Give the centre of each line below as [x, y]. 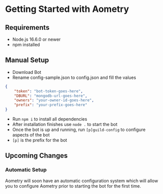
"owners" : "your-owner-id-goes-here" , [54, 100]
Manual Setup [27, 60]
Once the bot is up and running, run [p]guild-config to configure [79, 129]
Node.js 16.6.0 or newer [36, 39]
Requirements [27, 28]
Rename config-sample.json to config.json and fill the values [74, 77]
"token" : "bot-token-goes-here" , [49, 91]
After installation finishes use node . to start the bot [65, 125]
